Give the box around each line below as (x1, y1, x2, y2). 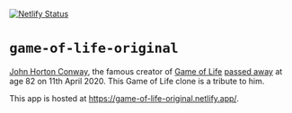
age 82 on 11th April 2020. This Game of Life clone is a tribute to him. (9, 75, 265, 86)
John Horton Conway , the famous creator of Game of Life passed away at (9, 65, 283, 76)
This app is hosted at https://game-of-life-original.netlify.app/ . (9, 92, 240, 103)
